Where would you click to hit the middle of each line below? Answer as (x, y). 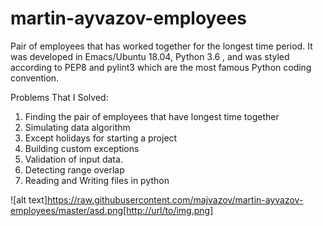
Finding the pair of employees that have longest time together (152, 116)
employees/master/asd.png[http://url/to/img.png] (112, 210)
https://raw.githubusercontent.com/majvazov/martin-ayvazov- (175, 199)
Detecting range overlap (74, 169)
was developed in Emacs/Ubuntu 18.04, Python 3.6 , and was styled (150, 56)
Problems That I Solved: (59, 97)
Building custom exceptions (82, 148)
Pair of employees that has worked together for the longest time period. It (161, 46)
